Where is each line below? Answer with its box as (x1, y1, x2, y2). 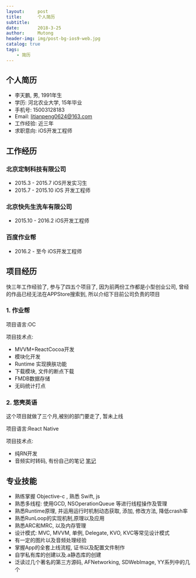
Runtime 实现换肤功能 (14, 360, 67, 367)
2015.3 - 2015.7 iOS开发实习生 (14, 180, 88, 187)
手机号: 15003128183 (14, 106, 65, 113)
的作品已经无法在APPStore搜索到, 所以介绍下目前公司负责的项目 (6, 290, 160, 297)
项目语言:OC (6, 321, 36, 328)
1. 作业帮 (6, 307, 30, 315)
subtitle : (6, 19, 30, 25)
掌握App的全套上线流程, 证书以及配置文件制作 (14, 543, 125, 551)
